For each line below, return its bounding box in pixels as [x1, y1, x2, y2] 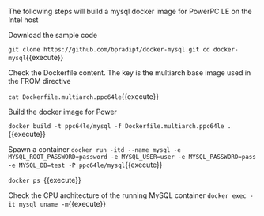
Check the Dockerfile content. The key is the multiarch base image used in [8, 68, 251, 78]
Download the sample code [8, 31, 97, 40]
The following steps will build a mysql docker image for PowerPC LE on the [8, 7, 252, 16]
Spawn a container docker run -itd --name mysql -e [8, 145, 182, 153]
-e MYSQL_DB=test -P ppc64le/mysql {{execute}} [8, 160, 164, 169]
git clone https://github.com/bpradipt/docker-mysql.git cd [8, 46, 211, 54]
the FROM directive [8, 77, 71, 85]
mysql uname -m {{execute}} [18, 199, 107, 208]
